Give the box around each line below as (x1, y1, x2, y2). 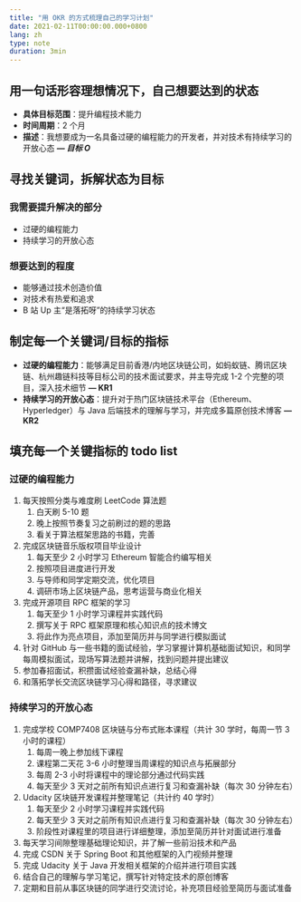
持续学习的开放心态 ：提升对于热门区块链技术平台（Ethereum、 (22, 393, 257, 404)
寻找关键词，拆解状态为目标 (9, 171, 165, 187)
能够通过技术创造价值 (22, 282, 102, 293)
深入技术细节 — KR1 (38, 382, 113, 393)
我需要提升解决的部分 (9, 201, 102, 214)
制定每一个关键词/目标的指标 (9, 334, 169, 349)
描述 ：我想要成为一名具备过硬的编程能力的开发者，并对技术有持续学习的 (22, 131, 292, 141)
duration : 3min (9, 47, 67, 56)
